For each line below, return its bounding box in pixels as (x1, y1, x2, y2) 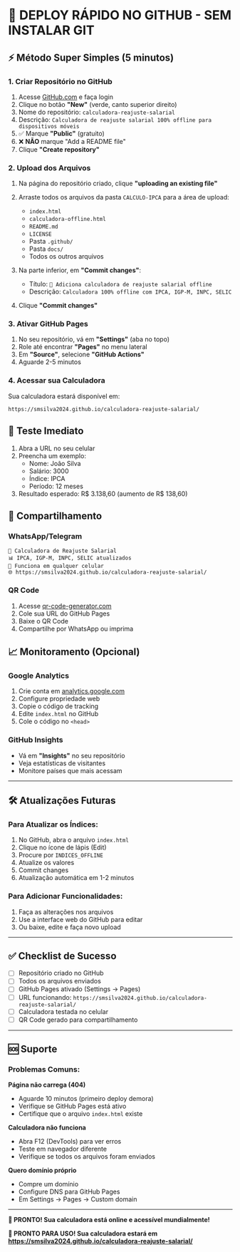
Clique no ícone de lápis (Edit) (18, 843, 107, 852)
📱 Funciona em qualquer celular (8, 563, 104, 570)
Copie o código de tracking (18, 702, 99, 710)
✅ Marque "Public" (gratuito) (18, 129, 105, 138)
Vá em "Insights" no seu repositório (18, 751, 125, 760)
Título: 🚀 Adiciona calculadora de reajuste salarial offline (28, 280, 212, 289)
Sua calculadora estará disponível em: (8, 392, 120, 400)
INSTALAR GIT (8, 22, 95, 38)
